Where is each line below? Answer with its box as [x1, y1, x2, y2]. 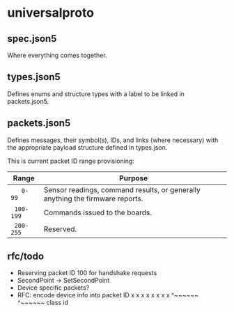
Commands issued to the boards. [43, 208, 152, 217]
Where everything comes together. [7, 51, 107, 59]
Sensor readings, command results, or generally [43, 185, 201, 194]
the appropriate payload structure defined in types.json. [7, 143, 168, 151]
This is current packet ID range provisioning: [7, 157, 134, 165]
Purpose [119, 173, 148, 182]
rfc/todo [7, 251, 44, 263]
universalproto [7, 5, 95, 21]
